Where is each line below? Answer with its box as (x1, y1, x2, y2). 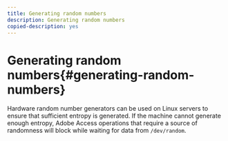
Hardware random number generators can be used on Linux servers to (7, 105, 209, 113)
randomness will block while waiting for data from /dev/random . (7, 127, 187, 135)
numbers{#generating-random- (7, 67, 195, 83)
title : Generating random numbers (7, 10, 107, 17)
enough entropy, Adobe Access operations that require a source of (7, 119, 198, 127)
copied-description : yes (7, 23, 79, 30)
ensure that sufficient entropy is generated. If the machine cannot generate (7, 111, 221, 120)
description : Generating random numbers (7, 17, 126, 23)
